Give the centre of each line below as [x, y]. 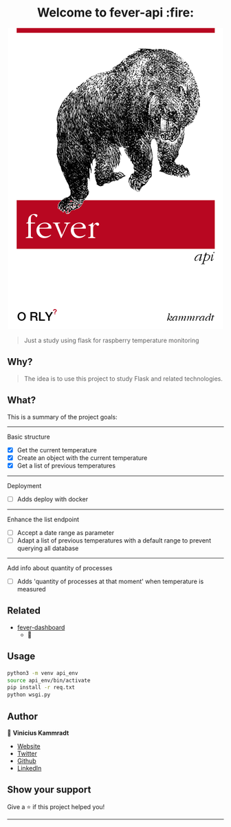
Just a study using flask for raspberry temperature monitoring [111, 340]
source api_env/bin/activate [49, 680]
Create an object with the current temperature [82, 458]
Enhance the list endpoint [43, 519]
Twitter [27, 753]
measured [31, 589]
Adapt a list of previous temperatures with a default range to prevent [114, 540]
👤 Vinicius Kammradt [38, 733]
